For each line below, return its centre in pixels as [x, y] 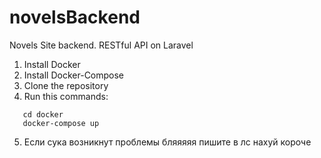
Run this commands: [66, 96]
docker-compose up [61, 123]
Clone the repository [66, 85]
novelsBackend [75, 17]
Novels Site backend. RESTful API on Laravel [101, 45]
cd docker [43, 114]
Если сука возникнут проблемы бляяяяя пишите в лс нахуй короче [167, 142]
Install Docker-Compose [74, 75]
